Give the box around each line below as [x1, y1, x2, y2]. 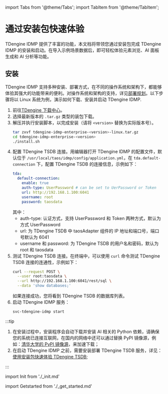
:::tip [5, 318, 15, 324]
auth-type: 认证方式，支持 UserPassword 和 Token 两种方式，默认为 [20, 215, 161, 221]
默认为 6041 [24, 234, 49, 240]
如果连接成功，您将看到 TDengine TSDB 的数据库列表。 [12, 293, 127, 299]
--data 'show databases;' [17, 283, 71, 288]
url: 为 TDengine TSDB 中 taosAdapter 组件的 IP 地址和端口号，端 [20, 228, 155, 234]
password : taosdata [22, 199, 63, 204]
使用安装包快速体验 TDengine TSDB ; [12, 353, 88, 359]
